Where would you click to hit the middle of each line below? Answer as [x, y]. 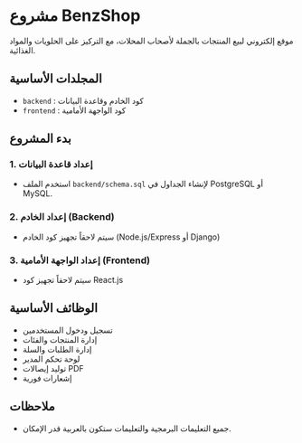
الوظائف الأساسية [53, 308]
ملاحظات [33, 406]
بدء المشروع [41, 139]
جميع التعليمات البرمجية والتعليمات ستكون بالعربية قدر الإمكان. [127, 428]
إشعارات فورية [47, 378]
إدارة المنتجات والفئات [60, 339]
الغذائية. [23, 50]
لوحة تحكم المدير [51, 359]
